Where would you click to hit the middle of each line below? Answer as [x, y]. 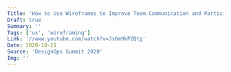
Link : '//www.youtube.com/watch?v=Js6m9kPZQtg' [77, 39]
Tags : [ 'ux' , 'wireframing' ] [49, 33]
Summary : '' [24, 26]
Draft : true [24, 20]
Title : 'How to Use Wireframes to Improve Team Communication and [104, 13]
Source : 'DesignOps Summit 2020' [55, 52]
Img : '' [18, 58]
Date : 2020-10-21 [32, 45]
